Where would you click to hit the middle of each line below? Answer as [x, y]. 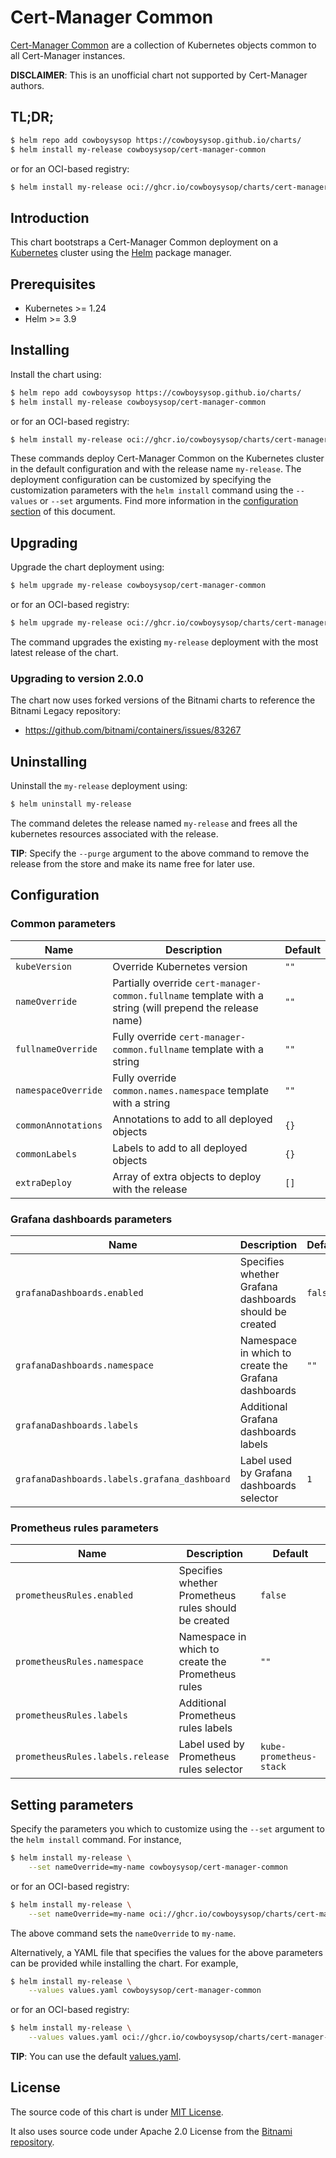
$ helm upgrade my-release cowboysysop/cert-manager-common [138, 586]
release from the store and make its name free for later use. [133, 863]
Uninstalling [49, 761]
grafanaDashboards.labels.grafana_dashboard [123, 1479]
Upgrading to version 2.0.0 [77, 678]
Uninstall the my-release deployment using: [99, 786]
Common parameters [63, 924]
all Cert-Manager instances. [68, 55]
